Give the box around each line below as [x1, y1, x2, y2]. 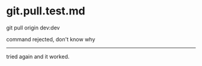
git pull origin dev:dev [6, 24, 60, 31]
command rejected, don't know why [6, 35, 96, 43]
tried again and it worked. [6, 53, 70, 60]
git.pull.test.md [6, 4, 85, 18]
